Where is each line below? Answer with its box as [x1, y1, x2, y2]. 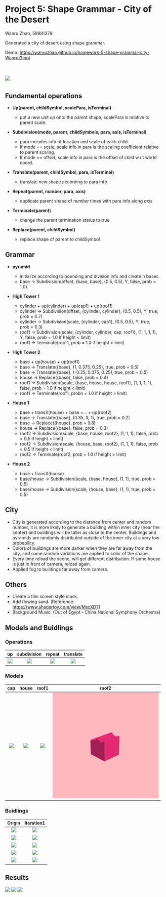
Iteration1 [24, 820, 45, 826]
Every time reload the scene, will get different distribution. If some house [12, 556, 161, 562]
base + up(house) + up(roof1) [19, 359, 80, 365]
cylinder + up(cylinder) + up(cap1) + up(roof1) [19, 303, 113, 309]
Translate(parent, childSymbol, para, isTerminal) [12, 169, 115, 175]
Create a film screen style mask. [12, 594, 78, 600]
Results [5, 873, 29, 882]
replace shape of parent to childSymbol [19, 236, 100, 242]
